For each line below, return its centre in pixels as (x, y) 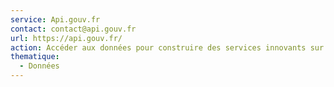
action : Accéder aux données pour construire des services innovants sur (167, 47)
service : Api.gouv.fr (55, 19)
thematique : (35, 57)
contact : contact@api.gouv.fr (73, 29)
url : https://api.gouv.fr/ (66, 38)
